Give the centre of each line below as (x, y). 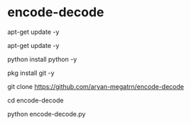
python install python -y (42, 59)
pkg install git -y (31, 73)
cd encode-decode (36, 100)
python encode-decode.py (47, 114)
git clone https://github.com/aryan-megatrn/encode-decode (96, 86)
